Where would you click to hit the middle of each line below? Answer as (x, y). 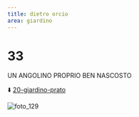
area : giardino (30, 21)
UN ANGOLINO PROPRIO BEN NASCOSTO (69, 76)
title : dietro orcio (38, 14)
